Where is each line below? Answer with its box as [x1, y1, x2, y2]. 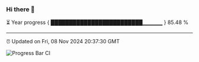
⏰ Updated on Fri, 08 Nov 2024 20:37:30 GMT [6, 38, 120, 45]
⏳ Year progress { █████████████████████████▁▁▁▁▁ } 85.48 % [6, 19, 188, 26]
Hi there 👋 [6, 5, 36, 13]
